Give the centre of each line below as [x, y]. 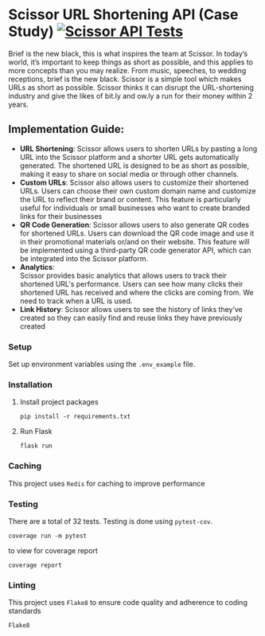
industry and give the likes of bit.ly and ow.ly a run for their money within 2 [131, 96]
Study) [31, 31]
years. [19, 104]
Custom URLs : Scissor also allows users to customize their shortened [134, 182]
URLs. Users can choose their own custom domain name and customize [138, 191]
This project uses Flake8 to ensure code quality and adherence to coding [128, 603]
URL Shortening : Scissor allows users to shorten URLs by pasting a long [138, 148]
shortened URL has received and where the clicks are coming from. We [137, 292]
